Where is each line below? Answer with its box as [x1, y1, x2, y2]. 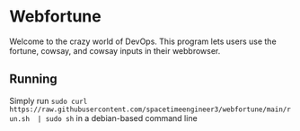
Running [9, 72, 58, 87]
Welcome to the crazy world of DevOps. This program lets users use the [9, 36, 277, 47]
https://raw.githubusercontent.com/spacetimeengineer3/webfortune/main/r [9, 105, 292, 114]
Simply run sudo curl [9, 95, 88, 106]
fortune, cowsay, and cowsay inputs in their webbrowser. [9, 45, 221, 56]
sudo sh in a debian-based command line [45, 112, 198, 123]
